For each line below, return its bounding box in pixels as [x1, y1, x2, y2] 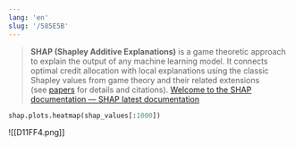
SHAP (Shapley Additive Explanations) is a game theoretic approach [29, 46, 287, 56]
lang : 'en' [8, 13, 49, 22]
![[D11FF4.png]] [8, 127, 65, 138]
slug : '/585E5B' [8, 21, 69, 30]
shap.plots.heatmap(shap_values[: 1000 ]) [8, 111, 162, 120]
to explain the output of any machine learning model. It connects [29, 56, 269, 66]
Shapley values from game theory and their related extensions [29, 74, 260, 85]
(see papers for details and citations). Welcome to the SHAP [29, 84, 252, 95]
